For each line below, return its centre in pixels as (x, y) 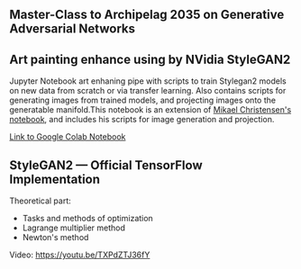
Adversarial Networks (72, 29)
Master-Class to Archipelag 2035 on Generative (147, 15)
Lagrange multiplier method (74, 228)
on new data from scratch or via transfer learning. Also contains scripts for (148, 91)
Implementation (55, 179)
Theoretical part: (41, 201)
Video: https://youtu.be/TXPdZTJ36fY (80, 255)
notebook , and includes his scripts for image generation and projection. (142, 120)
